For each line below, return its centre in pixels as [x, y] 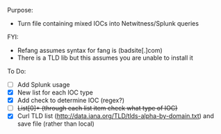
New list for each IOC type [55, 92]
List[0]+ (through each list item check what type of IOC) [97, 108]
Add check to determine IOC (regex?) [71, 101]
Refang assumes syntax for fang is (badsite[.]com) [90, 50]
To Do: [17, 71]
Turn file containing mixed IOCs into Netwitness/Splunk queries [108, 23]
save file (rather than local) [56, 124]
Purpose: [20, 10]
